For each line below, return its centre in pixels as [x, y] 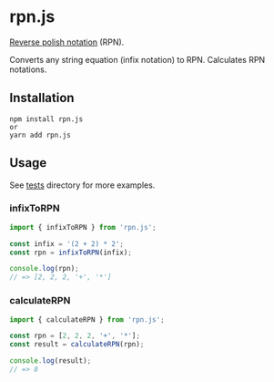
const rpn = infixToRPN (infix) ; [71, 253]
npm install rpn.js [46, 119]
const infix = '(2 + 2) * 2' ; [67, 243]
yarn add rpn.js [40, 135]
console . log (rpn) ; [44, 269]
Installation [42, 98]
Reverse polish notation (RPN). [67, 42]
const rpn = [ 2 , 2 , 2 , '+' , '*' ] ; [75, 336]
